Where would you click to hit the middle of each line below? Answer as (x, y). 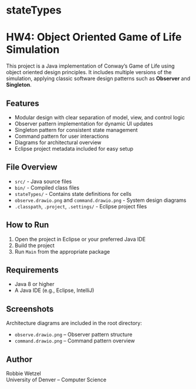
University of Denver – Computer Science (56, 380)
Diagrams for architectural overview (58, 142)
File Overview (32, 167)
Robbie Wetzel (23, 373)
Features (23, 103)
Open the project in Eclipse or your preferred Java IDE (80, 239)
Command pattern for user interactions (62, 136)
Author (19, 359)
